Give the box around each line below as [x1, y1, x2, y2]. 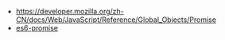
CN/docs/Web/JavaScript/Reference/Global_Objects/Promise [15, 15, 217, 24]
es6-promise [15, 24, 58, 32]
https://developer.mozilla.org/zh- [15, 7, 125, 16]
